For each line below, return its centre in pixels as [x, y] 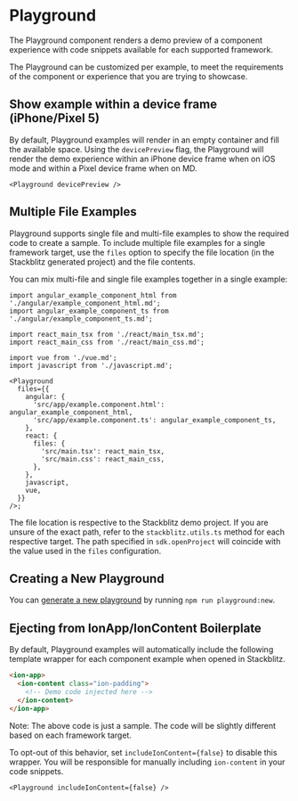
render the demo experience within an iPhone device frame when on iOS [142, 159]
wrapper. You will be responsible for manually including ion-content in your [147, 762]
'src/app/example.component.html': [99, 405]
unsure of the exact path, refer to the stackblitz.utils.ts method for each [147, 532]
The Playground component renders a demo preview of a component [136, 40]
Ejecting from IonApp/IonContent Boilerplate [136, 628]
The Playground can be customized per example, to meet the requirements [146, 67]
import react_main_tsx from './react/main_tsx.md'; [107, 334]
